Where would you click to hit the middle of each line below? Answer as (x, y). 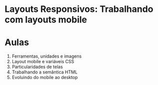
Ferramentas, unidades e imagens (47, 56)
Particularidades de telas (37, 67)
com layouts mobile (46, 20)
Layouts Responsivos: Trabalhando (79, 9)
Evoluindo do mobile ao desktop (45, 78)
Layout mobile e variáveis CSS (43, 62)
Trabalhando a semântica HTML (45, 72)
